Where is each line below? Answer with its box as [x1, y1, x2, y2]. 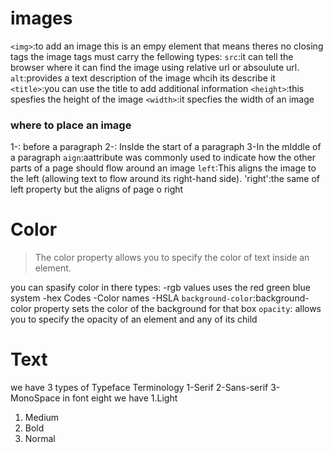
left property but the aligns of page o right [10, 183, 184, 196]
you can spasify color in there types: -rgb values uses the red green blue [10, 282, 311, 294]
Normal [24, 433, 56, 445]
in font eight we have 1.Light [62, 392, 178, 404]
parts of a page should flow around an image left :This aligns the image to [10, 162, 317, 174]
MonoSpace [10, 392, 61, 404]
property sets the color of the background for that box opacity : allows [33, 303, 322, 315]
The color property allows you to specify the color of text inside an [34, 252, 310, 264]
